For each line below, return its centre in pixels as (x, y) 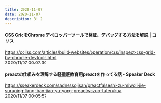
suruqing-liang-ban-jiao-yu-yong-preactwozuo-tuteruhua (63, 90)
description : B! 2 (24, 19)
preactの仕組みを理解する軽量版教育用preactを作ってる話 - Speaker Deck (80, 74)
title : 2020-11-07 (24, 10)
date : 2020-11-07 (23, 14)
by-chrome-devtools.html (31, 57)
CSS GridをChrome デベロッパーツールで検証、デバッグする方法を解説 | (78, 35)
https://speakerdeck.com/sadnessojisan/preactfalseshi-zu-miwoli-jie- (76, 85)
